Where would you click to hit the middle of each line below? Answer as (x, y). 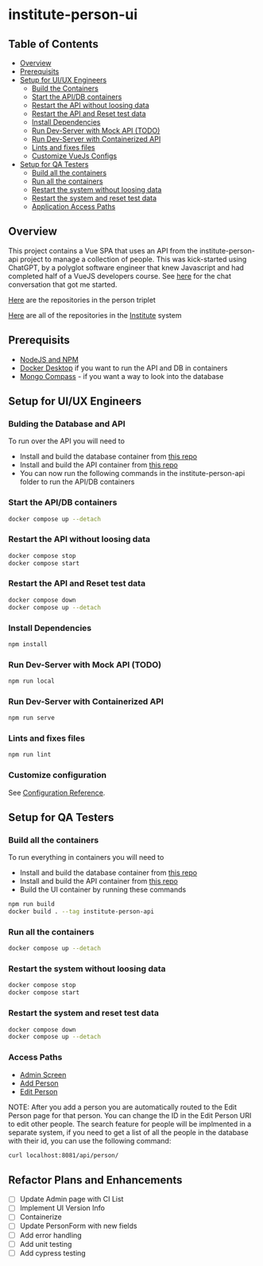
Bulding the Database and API (67, 424)
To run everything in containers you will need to (86, 858)
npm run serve (32, 718)
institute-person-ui (73, 15)
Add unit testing (46, 1244)
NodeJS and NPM (49, 359)
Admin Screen (43, 1074)
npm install (28, 644)
